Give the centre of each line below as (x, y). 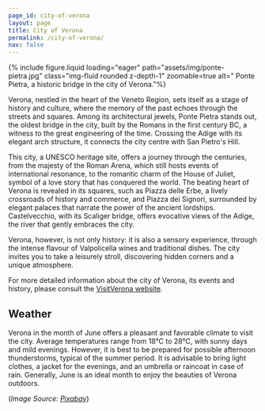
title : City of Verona (45, 30)
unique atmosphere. (41, 265)
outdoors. (24, 383)
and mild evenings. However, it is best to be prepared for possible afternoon (132, 349)
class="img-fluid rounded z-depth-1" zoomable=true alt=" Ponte (150, 76)
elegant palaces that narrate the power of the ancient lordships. (112, 207)
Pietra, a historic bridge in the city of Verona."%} (87, 85)
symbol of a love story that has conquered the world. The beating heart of (129, 182)
